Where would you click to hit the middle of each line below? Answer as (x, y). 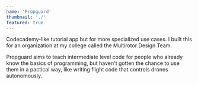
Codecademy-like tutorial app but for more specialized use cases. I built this (99, 40)
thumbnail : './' (26, 17)
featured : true (25, 22)
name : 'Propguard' (29, 12)
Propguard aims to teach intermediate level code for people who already (95, 57)
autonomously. (24, 76)
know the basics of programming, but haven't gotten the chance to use (93, 63)
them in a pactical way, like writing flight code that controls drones (87, 70)
